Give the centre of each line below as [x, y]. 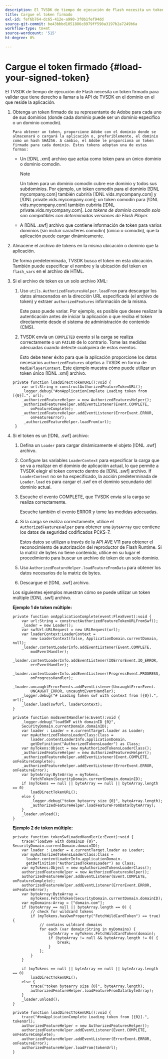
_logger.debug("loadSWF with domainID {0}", [69, 722]
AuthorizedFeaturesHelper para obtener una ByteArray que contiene [90, 527]
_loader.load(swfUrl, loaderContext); [62, 704]
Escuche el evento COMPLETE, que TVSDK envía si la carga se [85, 497]
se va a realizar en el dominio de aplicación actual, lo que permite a [89, 466]
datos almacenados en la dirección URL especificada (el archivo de [89, 296]
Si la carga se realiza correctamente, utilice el [67, 521]
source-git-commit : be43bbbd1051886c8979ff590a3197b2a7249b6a [71, 24]
